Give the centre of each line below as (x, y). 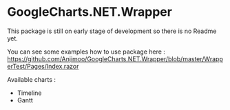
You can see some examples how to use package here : (86, 52)
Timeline (29, 93)
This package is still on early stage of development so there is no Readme (112, 31)
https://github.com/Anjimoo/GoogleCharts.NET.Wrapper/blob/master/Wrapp (115, 58)
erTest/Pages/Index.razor (43, 66)
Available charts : (32, 79)
